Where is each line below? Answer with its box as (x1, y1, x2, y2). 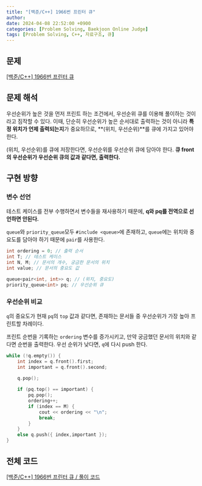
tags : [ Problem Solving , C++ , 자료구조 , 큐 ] (6, 32, 114, 38)
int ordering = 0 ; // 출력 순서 (6, 248, 83, 254)
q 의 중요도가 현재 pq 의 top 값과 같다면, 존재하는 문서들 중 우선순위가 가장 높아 (6, 312, 190, 320)
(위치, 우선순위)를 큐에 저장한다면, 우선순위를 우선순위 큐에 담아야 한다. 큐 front (6, 146, 195, 153)
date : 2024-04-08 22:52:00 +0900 (6, 20, 91, 26)
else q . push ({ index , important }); (17, 432, 108, 438)
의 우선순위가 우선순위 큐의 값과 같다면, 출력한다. (6, 153, 120, 160)
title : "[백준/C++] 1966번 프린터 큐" (6, 9, 96, 15)
